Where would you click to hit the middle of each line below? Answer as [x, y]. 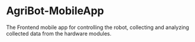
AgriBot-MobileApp [55, 11]
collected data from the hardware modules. [59, 33]
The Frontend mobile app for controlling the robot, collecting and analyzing [98, 27]
